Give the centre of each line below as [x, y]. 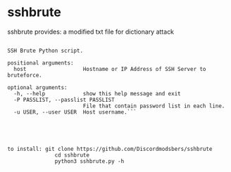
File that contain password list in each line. [154, 106]
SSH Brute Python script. [45, 51]
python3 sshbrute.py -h [89, 161]
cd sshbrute [72, 155]
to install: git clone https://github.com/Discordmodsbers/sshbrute [110, 149]
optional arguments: [38, 87]
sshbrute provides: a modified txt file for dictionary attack [91, 32]
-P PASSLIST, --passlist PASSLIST [64, 100]
